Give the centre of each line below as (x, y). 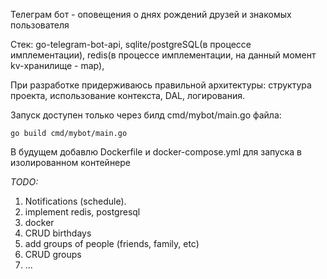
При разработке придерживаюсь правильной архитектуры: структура (161, 85)
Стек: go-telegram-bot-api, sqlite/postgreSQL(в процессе (131, 44)
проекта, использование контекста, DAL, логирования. (128, 95)
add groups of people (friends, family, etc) (112, 243)
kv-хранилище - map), (57, 65)
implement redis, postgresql (82, 212)
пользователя (40, 25)
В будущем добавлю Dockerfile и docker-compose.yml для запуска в (156, 152)
